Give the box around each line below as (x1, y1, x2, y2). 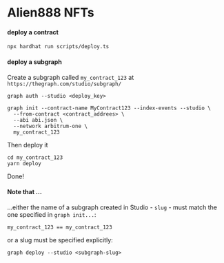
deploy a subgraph (7, 57, 62, 66)
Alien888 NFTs (7, 5, 94, 21)
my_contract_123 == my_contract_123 (7, 224, 112, 231)
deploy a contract (7, 28, 59, 36)
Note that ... (7, 188, 43, 196)
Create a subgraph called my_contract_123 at (7, 73, 134, 81)
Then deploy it (7, 140, 48, 149)
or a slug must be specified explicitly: (7, 235, 114, 244)
